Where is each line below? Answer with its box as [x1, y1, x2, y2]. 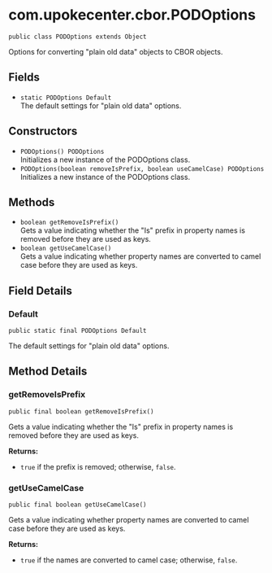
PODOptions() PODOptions [19, 147, 105, 155]
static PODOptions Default [19, 94, 112, 102]
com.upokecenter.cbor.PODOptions [8, 6, 256, 24]
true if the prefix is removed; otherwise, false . [19, 461, 176, 471]
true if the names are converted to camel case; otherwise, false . [19, 555, 238, 565]
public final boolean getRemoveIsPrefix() [8, 407, 154, 416]
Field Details [8, 283, 73, 298]
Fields [8, 71, 41, 85]
